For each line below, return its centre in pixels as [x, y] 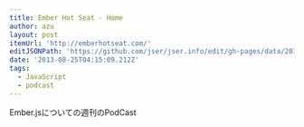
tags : [19, 69]
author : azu [32, 26]
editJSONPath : [36, 52]
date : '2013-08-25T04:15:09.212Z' [75, 60]
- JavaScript [42, 77]
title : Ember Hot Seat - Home [66, 18]
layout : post [34, 34]
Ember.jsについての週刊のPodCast [73, 112]
